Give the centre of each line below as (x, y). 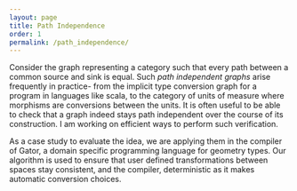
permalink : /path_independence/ (69, 42)
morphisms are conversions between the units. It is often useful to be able (145, 105)
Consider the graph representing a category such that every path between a (149, 68)
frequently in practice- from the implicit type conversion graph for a (133, 86)
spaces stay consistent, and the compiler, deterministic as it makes (132, 170)
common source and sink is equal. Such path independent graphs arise (140, 77)
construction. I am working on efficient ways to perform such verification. (144, 124)
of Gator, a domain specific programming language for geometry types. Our (148, 151)
